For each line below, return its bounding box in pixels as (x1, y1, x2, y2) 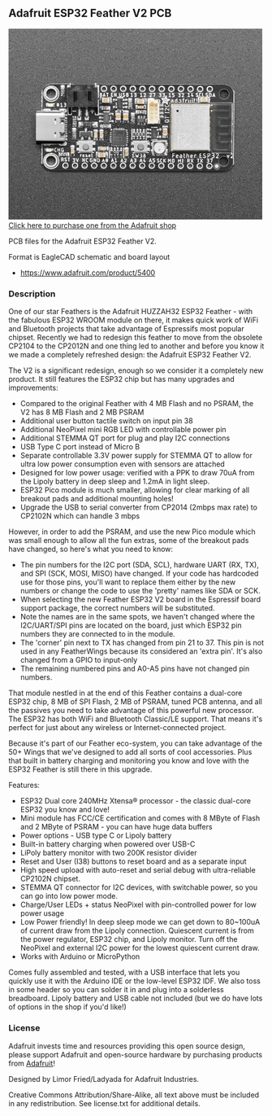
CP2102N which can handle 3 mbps (19, 511, 140, 521)
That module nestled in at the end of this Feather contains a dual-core (8, 688, 243, 698)
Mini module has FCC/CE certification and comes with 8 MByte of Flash (19, 813, 261, 823)
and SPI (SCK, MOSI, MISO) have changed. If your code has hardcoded (19, 569, 259, 579)
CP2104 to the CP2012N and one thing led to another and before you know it (8, 341, 265, 351)
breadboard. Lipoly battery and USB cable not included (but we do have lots (8, 993, 263, 1004)
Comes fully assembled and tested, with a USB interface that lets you (8, 968, 240, 978)
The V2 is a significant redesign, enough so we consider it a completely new (8, 365, 264, 375)
